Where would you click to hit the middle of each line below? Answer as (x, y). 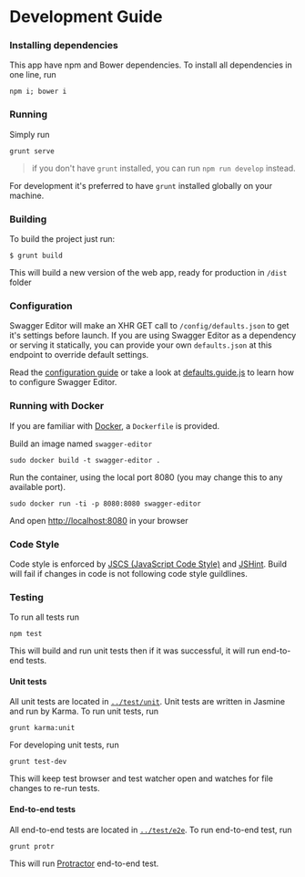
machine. (27, 195)
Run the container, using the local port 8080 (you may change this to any (146, 477)
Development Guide (86, 17)
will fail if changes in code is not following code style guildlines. (128, 573)
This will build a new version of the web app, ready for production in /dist (148, 273)
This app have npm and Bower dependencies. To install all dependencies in (151, 65)
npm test (26, 634)
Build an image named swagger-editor (81, 444)
